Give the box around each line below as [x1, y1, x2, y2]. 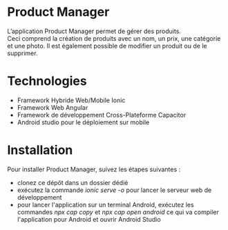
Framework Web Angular [17, 103, 88, 111]
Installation [7, 142, 73, 158]
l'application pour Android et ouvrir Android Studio [17, 215, 161, 223]
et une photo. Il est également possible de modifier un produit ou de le [7, 41, 207, 50]
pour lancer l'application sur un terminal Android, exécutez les [17, 200, 195, 209]
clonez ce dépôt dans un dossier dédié [17, 178, 129, 186]
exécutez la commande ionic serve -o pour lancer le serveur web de [17, 186, 212, 194]
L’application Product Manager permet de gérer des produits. [7, 27, 182, 35]
